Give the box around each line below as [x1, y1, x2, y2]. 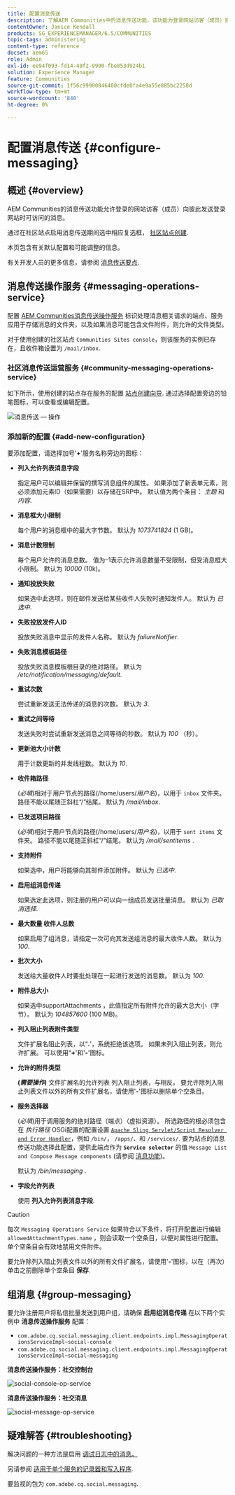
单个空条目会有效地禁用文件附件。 [7, 1242, 106, 1251]
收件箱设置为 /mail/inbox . [25, 344, 101, 352]
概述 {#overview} [7, 185, 84, 197]
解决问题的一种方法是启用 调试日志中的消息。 [7, 1449, 138, 1458]
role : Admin [7, 56, 42, 63]
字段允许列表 [17, 1181, 55, 1190]
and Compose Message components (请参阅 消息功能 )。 [17, 1152, 169, 1160]
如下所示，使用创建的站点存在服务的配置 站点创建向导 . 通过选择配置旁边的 [7, 389, 221, 397]
